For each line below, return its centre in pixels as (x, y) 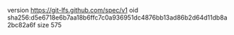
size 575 (49, 25)
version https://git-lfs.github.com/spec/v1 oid (73, 10)
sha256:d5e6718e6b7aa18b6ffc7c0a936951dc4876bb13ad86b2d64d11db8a (117, 17)
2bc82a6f (22, 25)
